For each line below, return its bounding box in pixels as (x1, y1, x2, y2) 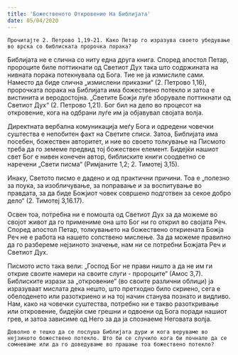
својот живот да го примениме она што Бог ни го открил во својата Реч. (7, 218, 227, 226)
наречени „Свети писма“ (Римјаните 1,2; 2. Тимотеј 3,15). (7, 159, 180, 168)
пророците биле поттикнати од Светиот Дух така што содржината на (7, 63, 219, 71)
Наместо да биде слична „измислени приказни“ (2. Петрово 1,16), (7, 78, 207, 86)
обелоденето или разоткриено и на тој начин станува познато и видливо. (7, 292, 231, 300)
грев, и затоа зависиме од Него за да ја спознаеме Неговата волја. (7, 314, 212, 323)
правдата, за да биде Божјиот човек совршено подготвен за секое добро (7, 189, 232, 197)
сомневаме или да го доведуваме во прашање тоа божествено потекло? (7, 341, 215, 348)
